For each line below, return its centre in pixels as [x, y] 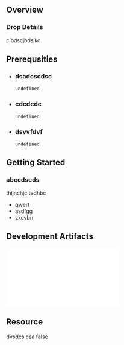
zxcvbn [24, 217]
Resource [25, 322]
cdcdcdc [28, 104]
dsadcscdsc [33, 76]
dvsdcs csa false [27, 337]
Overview [25, 10]
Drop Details [25, 27]
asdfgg [24, 211]
